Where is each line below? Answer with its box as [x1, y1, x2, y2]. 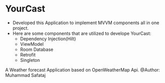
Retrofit [20, 51, 36, 58]
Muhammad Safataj [5, 72, 46, 78]
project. [12, 25, 29, 31]
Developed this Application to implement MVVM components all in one [12, 20, 159, 26]
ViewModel [20, 41, 44, 47]
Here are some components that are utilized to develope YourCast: [12, 30, 151, 36]
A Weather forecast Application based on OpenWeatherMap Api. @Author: [5, 66, 160, 73]
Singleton [20, 57, 40, 63]
